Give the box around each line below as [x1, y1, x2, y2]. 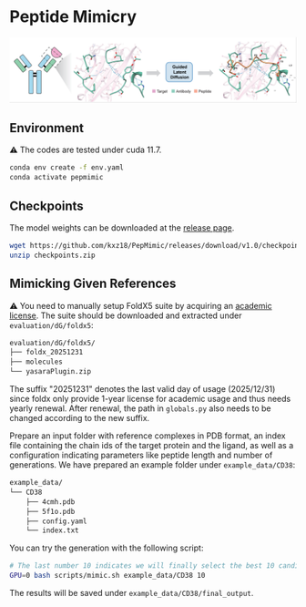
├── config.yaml [25, 517, 88, 526]
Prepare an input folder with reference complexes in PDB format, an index [9, 430, 286, 441]
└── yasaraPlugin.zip [9, 367, 92, 376]
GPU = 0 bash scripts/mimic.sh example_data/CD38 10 [9, 571, 206, 581]
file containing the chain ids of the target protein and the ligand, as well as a [9, 440, 294, 451]
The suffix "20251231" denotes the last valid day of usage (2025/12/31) [9, 384, 276, 395]
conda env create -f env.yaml [9, 163, 125, 172]
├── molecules [9, 357, 64, 366]
